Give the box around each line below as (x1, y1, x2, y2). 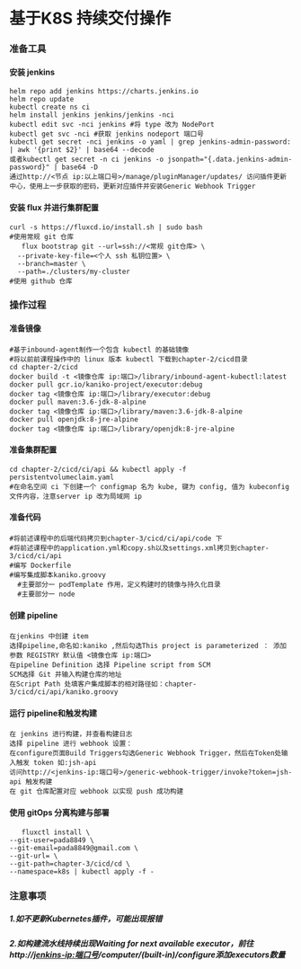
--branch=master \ (17, 259, 87, 268)
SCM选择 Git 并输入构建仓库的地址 (9, 671, 122, 680)
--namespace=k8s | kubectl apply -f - (9, 867, 155, 876)
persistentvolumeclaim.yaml (9, 473, 115, 482)
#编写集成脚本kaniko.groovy (9, 571, 106, 580)
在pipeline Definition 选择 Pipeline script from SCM (9, 661, 211, 670)
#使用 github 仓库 (9, 276, 73, 286)
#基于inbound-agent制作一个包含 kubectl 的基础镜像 (9, 345, 190, 354)
